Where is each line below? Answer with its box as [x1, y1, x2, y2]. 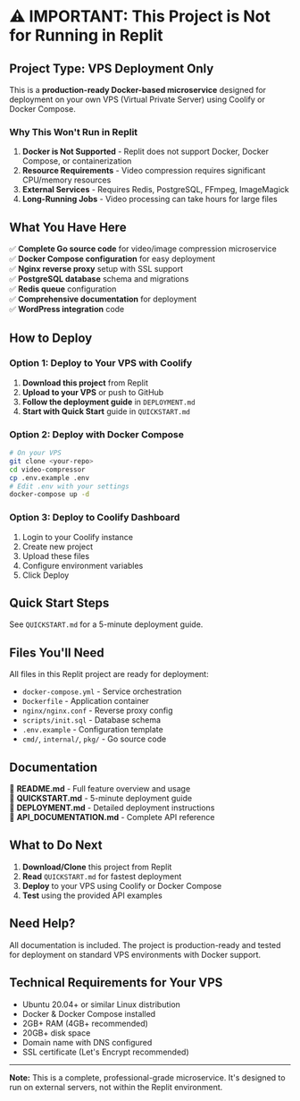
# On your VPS [9, 449, 62, 458]
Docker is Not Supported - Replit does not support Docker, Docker [21, 146, 270, 157]
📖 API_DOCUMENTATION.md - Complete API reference [9, 812, 215, 823]
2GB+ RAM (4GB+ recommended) [21, 1018, 149, 1029]
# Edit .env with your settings [9, 481, 129, 491]
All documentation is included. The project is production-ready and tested [9, 939, 281, 950]
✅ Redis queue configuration [9, 284, 117, 294]
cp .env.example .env [9, 473, 90, 482]
